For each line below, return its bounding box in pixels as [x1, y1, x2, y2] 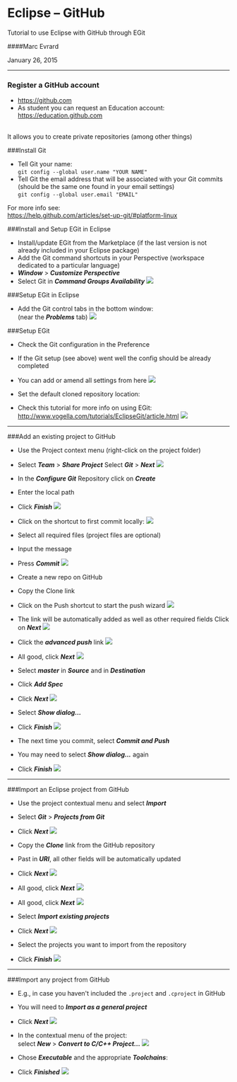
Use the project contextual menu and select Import [17, 799, 167, 807]
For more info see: [7, 204, 61, 212]
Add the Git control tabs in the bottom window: [17, 304, 154, 313]
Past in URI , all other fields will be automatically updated [17, 855, 181, 863]
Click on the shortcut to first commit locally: [17, 517, 145, 526]
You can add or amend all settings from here [17, 376, 147, 385]
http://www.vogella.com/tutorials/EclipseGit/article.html [17, 412, 179, 420]
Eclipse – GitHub [7, 5, 105, 21]
